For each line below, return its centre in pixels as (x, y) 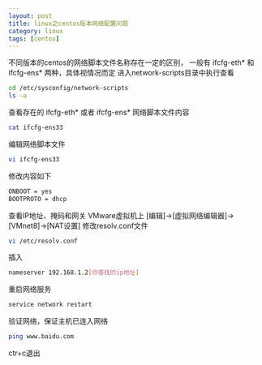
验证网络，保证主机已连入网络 (58, 321)
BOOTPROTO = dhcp (38, 199)
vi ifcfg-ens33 (34, 159)
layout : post (30, 16)
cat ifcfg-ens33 (36, 127)
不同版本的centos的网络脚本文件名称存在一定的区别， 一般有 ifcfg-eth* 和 (131, 62)
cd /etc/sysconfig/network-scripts (69, 88)
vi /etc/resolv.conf (43, 241)
